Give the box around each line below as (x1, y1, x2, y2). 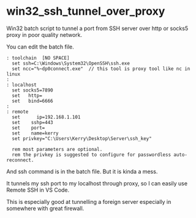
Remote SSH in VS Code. (6, 186, 70, 193)
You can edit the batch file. (6, 43, 75, 50)
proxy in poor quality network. (6, 31, 83, 38)
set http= (12, 92, 43, 99)
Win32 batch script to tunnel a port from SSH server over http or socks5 (6, 25, 189, 32)
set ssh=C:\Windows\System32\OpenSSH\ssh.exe (12, 60, 130, 66)
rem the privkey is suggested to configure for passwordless (12, 152, 171, 158)
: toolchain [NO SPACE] (6, 55, 70, 61)
